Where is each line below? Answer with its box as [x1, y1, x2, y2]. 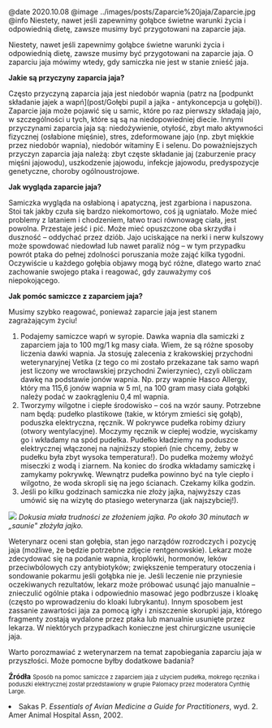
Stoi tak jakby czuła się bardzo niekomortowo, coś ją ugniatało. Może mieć [8, 206, 257, 216]
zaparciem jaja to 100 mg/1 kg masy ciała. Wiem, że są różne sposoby [19, 340, 254, 349]
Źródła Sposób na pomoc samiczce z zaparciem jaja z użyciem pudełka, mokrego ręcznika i [8, 672, 260, 681]
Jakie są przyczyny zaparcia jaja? [8, 73, 125, 82]
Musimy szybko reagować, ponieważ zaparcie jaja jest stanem [8, 307, 218, 316]
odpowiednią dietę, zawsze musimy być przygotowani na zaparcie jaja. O [8, 49, 254, 58]
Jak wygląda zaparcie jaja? [8, 182, 101, 192]
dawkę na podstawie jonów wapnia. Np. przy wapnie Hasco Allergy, [19, 375, 248, 384]
